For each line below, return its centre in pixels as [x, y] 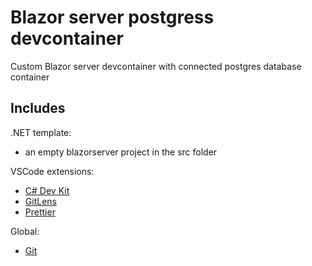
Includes [38, 108]
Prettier [40, 212]
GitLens [40, 201]
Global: [25, 231]
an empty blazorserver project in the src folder [121, 152]
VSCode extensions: [52, 171]
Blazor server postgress [112, 17]
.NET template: [41, 132]
